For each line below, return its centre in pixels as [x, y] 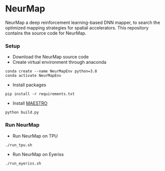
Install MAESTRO [30, 103]
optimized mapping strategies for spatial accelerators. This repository [77, 27]
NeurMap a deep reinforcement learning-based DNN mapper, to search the [83, 22]
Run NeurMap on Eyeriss [38, 154]
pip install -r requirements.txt [40, 94]
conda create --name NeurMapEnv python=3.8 [51, 71]
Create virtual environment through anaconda [59, 62]
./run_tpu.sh [19, 145]
